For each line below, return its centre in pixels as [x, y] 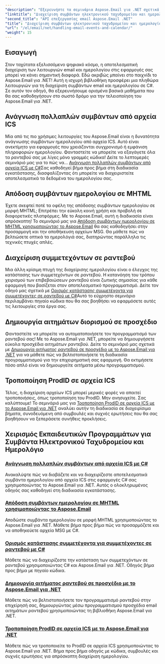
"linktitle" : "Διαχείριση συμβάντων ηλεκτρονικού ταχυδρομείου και [76, 14]
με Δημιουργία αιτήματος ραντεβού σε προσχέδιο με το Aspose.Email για [80, 350]
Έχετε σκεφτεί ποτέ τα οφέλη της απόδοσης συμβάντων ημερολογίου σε [80, 206]
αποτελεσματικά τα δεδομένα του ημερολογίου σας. [59, 178]
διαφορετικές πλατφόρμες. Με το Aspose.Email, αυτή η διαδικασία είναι [79, 216]
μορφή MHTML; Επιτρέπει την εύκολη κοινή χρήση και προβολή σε [74, 211]
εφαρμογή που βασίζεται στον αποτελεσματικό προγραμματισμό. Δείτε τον [82, 285]
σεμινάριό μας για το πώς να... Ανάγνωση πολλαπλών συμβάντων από [78, 162]
